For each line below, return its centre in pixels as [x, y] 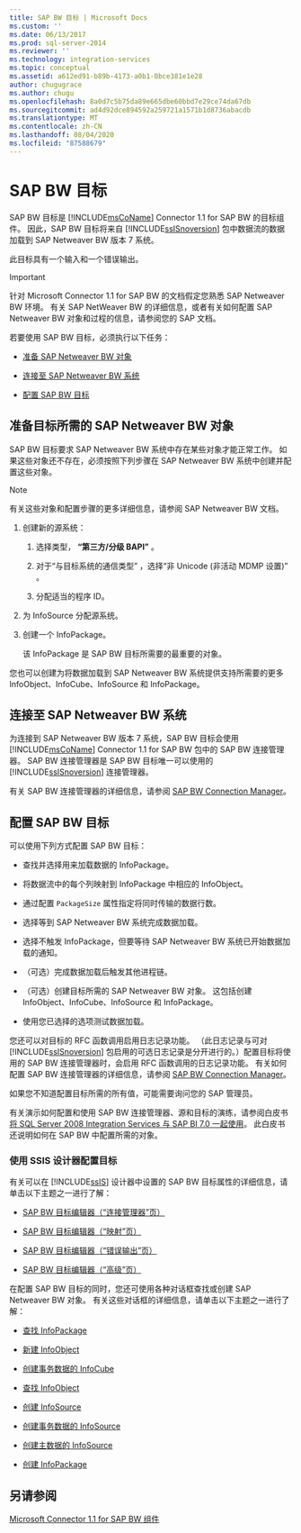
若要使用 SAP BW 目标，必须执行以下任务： [90, 337]
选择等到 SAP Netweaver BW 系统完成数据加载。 [112, 922]
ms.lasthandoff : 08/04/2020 [62, 135]
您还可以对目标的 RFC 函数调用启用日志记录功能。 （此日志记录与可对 [138, 1040]
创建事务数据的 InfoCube [68, 1369]
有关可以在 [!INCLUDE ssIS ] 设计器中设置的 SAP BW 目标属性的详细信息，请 [149, 1182]
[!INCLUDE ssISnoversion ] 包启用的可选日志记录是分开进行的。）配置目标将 [146, 1052]
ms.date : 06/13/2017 [48, 34]
